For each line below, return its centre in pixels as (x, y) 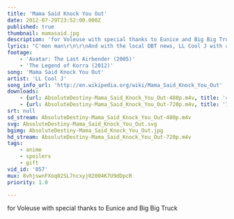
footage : (20, 53)
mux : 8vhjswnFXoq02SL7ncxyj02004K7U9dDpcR (70, 176)
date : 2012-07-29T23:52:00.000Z (54, 20)
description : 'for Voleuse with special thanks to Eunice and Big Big (112, 40)
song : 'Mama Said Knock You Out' (56, 72)
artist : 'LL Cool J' (37, 78)
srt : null (22, 111)
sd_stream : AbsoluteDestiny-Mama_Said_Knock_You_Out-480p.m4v (99, 117)
